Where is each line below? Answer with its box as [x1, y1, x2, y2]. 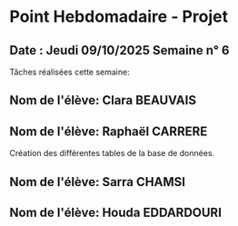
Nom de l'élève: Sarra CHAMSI [9, 174, 186, 190]
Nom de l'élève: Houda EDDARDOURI [9, 204, 223, 220]
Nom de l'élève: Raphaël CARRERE [9, 123, 208, 139]
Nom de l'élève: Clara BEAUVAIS [9, 93, 197, 108]
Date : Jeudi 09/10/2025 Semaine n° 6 [9, 43, 230, 58]
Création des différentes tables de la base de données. [9, 148, 215, 159]
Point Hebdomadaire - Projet [9, 6, 229, 27]
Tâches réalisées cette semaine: [9, 66, 130, 77]
